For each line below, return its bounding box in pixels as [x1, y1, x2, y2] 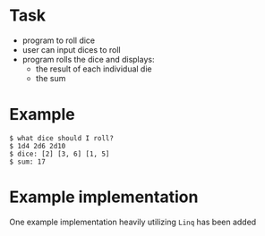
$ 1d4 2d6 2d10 [9, 141, 66, 150]
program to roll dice [21, 35, 96, 46]
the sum [35, 72, 66, 83]
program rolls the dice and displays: [21, 54, 155, 64]
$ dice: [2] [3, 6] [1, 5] [9, 149, 110, 158]
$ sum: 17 [9, 157, 47, 166]
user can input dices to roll [21, 44, 121, 55]
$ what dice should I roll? [9, 133, 115, 143]
